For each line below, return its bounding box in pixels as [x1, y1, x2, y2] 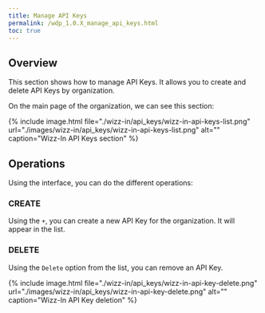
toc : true [8, 26, 42, 34]
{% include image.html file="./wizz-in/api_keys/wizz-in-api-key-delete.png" [8, 278, 258, 287]
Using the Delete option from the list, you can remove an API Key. [8, 263, 223, 272]
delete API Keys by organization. [8, 85, 115, 96]
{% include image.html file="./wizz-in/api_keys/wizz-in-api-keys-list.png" [8, 117, 251, 126]
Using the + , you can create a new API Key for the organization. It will [8, 216, 235, 226]
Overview [8, 56, 58, 69]
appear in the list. [8, 224, 65, 234]
